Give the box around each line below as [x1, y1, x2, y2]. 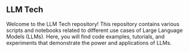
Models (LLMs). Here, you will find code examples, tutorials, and [6, 32, 165, 40]
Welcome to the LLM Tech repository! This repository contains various [6, 20, 179, 27]
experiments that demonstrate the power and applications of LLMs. [6, 39, 172, 46]
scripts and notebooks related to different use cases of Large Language [6, 27, 183, 34]
